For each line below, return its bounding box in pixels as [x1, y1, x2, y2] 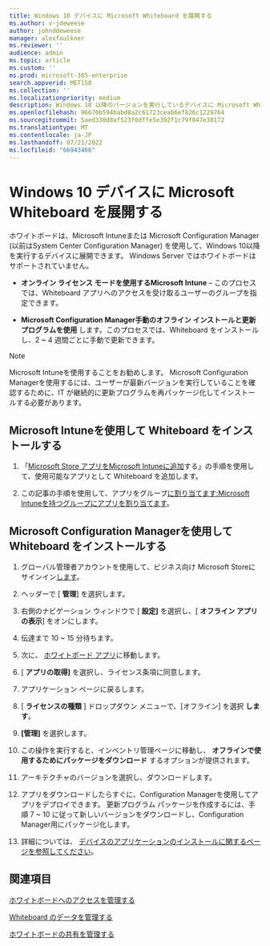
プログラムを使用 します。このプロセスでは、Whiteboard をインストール [20, 325, 260, 335]
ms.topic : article [9, 57, 71, 65]
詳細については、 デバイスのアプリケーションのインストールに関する [20, 836, 248, 846]
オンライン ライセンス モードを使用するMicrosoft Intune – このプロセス [20, 278, 257, 288]
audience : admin [9, 49, 63, 57]
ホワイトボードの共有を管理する [9, 929, 115, 939]
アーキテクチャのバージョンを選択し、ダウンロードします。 [20, 772, 217, 782]
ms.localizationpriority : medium [9, 94, 121, 102]
